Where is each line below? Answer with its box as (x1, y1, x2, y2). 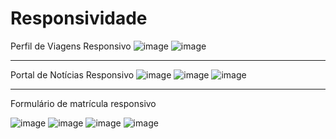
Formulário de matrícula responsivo (10, 97, 157, 109)
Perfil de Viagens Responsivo (10, 40, 132, 52)
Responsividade (10, 7, 148, 30)
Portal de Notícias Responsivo (10, 68, 135, 81)
